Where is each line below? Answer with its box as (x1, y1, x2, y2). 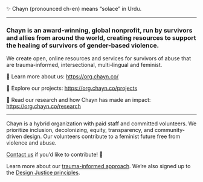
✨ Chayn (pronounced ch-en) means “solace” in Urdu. (6, 5, 142, 12)
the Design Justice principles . (6, 169, 80, 177)
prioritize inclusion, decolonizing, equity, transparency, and (6, 127, 153, 134)
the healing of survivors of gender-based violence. (6, 41, 159, 49)
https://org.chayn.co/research (6, 102, 82, 110)
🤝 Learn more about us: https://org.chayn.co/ (6, 73, 119, 80)
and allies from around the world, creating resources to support (6, 33, 196, 42)
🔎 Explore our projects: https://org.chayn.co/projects (6, 84, 138, 92)
